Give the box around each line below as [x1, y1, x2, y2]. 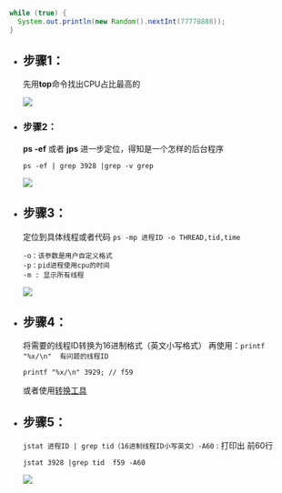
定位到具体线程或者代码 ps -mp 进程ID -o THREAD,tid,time [22, 231, 241, 242]
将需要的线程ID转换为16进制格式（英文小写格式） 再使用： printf [22, 340, 266, 351]
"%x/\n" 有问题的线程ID [22, 352, 109, 361]
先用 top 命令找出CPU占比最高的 [22, 78, 141, 90]
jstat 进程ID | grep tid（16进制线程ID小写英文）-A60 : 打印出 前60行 [22, 440, 274, 451]
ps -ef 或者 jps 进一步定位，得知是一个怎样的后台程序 [22, 143, 225, 154]
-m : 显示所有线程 [22, 270, 85, 279]
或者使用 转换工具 [22, 385, 87, 396]
